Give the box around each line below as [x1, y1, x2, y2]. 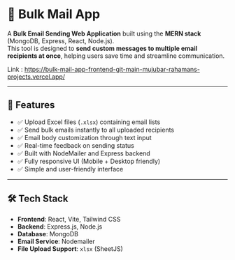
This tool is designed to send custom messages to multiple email [7, 44, 198, 52]
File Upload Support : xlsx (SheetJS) [17, 244, 124, 253]
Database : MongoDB [17, 229, 79, 238]
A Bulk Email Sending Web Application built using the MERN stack [7, 29, 201, 38]
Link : [7, 65, 23, 73]
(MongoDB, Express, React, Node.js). [7, 36, 115, 45]
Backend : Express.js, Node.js [17, 222, 103, 231]
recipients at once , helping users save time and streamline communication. [7, 52, 225, 60]
